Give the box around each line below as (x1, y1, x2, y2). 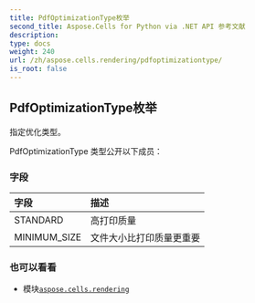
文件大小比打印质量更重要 (90, 231, 201, 244)
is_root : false (9, 65, 68, 74)
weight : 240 (9, 47, 55, 57)
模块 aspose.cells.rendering (22, 284, 130, 295)
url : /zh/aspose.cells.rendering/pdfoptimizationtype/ (9, 56, 223, 65)
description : (9, 30, 59, 39)
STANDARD (14, 214, 64, 226)
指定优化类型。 (9, 126, 66, 137)
